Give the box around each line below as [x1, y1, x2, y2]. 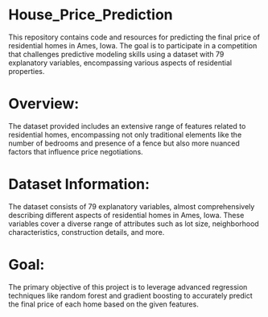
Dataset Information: [8, 175, 150, 194]
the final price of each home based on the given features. [8, 299, 199, 309]
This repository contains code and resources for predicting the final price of [8, 32, 260, 42]
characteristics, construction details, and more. [8, 227, 165, 237]
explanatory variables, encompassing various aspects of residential [8, 58, 232, 68]
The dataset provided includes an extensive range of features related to [8, 121, 246, 130]
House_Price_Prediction [8, 6, 173, 24]
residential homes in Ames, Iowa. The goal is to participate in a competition [8, 40, 258, 50]
